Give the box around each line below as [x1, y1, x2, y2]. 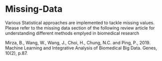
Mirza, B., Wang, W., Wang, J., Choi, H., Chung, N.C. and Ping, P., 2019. [5, 39, 151, 45]
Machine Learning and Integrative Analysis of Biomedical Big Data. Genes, [5, 45, 158, 51]
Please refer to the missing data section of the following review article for [5, 25, 155, 30]
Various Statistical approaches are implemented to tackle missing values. [5, 20, 155, 26]
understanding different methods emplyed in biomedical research [5, 30, 140, 36]
